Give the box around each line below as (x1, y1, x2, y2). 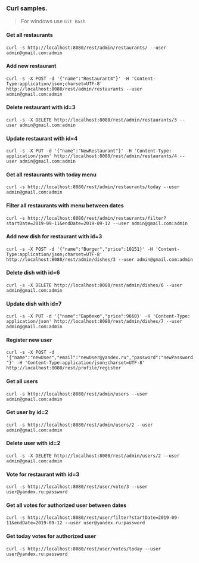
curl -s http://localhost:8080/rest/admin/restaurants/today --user (6, 184, 180, 190)
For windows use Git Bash (20, 18, 86, 25)
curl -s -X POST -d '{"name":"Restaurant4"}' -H (6, 76, 129, 82)
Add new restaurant (6, 63, 57, 70)
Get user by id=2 (6, 409, 49, 416)
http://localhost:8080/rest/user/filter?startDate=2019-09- (27, 515, 180, 521)
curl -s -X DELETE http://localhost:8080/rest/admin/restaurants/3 (6, 117, 178, 123)
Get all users (6, 377, 38, 385)
